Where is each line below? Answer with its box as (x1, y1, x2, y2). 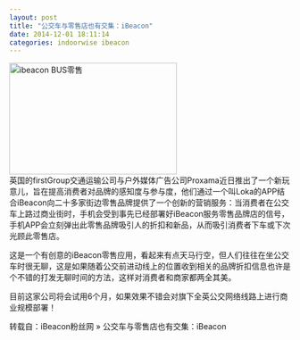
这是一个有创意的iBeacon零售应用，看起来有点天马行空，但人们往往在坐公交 (9, 250, 290, 261)
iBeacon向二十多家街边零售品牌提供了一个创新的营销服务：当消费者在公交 (16, 197, 290, 208)
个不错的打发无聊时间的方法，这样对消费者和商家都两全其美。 (9, 272, 237, 283)
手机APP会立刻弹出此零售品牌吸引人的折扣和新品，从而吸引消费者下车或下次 (9, 220, 291, 230)
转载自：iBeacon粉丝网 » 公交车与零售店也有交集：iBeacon (9, 321, 227, 332)
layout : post (9, 12, 58, 22)
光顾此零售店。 (9, 231, 64, 242)
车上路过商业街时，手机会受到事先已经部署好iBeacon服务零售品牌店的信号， (9, 209, 290, 220)
